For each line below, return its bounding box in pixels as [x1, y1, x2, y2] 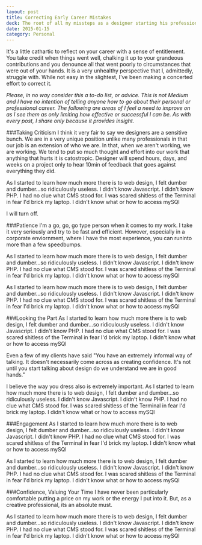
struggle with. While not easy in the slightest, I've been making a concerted [6, 74, 193, 81]
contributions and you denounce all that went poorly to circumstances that [6, 61, 191, 68]
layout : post [6, 8, 39, 15]
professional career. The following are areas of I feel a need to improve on [6, 104, 191, 112]
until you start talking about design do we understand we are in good [6, 365, 177, 372]
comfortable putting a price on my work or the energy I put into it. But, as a [6, 495, 191, 502]
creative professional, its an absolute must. [6, 502, 113, 509]
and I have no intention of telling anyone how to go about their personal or [6, 98, 191, 106]
